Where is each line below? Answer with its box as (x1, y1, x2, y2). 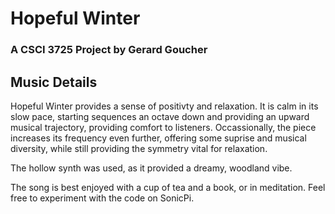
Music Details (10, 73, 98, 91)
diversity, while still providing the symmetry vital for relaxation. (10, 142, 268, 154)
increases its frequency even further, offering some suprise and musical (10, 132, 307, 144)
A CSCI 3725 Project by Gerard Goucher (10, 43, 208, 57)
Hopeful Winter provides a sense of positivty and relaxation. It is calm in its (10, 100, 319, 112)
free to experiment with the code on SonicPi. (10, 192, 195, 204)
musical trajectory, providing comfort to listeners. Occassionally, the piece (10, 121, 317, 133)
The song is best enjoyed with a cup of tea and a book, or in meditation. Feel (10, 181, 326, 193)
